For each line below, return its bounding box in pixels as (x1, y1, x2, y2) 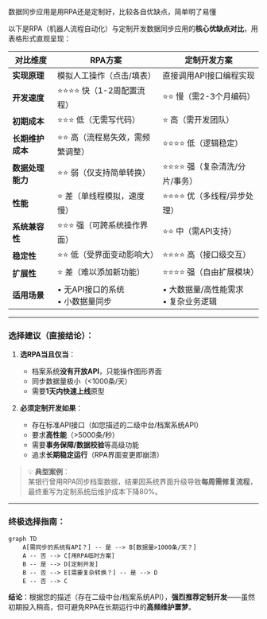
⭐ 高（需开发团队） (162, 115, 234, 125)
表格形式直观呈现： (8, 34, 72, 43)
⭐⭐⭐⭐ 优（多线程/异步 (162, 190, 246, 201)
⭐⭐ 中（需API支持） (162, 226, 237, 236)
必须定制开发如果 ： (19, 403, 83, 413)
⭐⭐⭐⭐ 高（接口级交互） (162, 249, 251, 260)
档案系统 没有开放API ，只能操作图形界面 (31, 367, 163, 376)
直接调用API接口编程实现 (162, 70, 255, 81)
